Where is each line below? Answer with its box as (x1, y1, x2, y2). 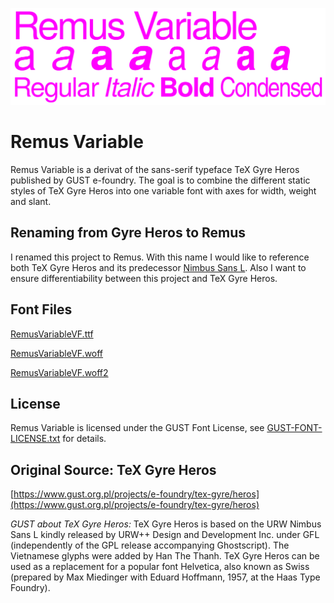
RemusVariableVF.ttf (10, 328, 94, 340)
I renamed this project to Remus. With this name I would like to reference (10, 251, 310, 263)
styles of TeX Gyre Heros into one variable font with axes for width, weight (10, 184, 317, 197)
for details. (62, 433, 107, 445)
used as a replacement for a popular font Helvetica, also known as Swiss (10, 561, 310, 573)
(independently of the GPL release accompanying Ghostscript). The (10, 539, 290, 552)
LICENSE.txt (10, 433, 61, 445)
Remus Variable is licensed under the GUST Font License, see (10, 422, 265, 434)
